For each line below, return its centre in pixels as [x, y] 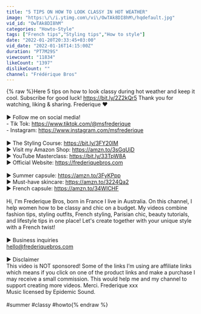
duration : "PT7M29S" [32, 52]
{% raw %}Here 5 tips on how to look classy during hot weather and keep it [101, 91]
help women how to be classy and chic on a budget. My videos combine [97, 208]
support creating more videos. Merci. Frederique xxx [72, 285]
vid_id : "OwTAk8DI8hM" [35, 23]
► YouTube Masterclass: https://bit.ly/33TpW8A [66, 156]
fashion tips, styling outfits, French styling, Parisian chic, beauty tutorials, [98, 214]
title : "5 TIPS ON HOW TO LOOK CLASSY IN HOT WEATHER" [77, 12]
